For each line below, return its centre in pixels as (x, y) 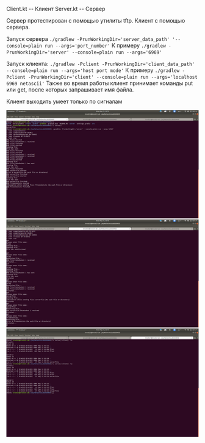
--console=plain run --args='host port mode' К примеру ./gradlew (93, 70)
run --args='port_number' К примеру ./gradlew (105, 45)
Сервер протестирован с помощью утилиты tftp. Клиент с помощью (96, 20)
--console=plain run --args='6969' (117, 52)
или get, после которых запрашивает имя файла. (70, 90)
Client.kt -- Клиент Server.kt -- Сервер (56, 9)
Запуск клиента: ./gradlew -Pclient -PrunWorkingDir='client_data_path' (101, 64)
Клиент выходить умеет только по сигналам (64, 101)
